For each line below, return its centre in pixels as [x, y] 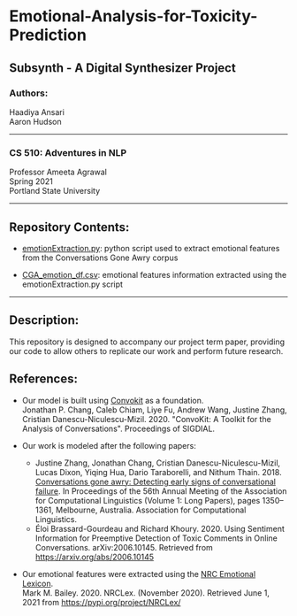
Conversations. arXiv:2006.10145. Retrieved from [124, 547]
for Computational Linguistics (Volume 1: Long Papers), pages [148, 500]
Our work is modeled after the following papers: [109, 445]
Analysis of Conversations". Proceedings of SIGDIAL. [118, 428]
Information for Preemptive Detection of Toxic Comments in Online [156, 538]
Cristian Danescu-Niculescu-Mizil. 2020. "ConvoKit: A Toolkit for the [146, 419]
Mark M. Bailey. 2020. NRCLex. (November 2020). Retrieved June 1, [145, 593]
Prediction [48, 35]
